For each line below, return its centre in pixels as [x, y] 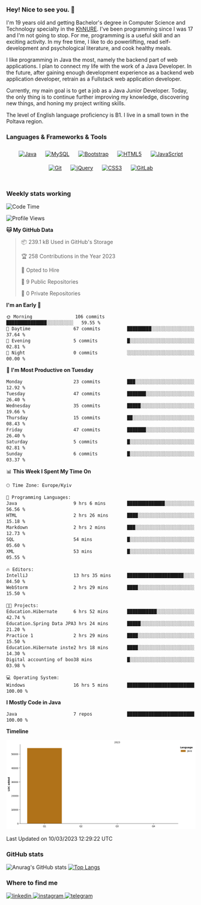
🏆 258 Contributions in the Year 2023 [68, 256]
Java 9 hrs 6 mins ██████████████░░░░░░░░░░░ [100, 503]
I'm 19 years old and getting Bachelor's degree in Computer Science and [96, 23]
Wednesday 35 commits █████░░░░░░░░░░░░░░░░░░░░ [100, 406]
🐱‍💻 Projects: [22, 605]
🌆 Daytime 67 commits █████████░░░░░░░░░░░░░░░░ [100, 329]
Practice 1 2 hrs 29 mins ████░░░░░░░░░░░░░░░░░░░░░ [100, 635]
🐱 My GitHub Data [30, 230]
